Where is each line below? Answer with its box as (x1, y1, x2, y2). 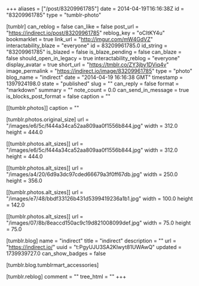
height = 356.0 (6, 177, 43, 184)
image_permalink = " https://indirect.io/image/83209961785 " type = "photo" (6, 67, 193, 74)
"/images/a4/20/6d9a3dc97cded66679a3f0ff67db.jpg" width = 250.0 (6, 171, 178, 178)
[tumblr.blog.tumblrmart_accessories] (6, 262, 99, 268)
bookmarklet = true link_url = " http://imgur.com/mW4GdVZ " (6, 36, 154, 42)
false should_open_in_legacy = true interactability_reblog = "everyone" (6, 55, 180, 61)
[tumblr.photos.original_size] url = (6, 116, 89, 123)
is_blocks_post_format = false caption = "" (6, 93, 111, 100)
